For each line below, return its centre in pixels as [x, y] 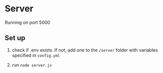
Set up [15, 38]
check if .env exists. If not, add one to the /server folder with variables [85, 50]
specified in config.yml [36, 55]
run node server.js [32, 65]
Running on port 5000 [28, 22]
